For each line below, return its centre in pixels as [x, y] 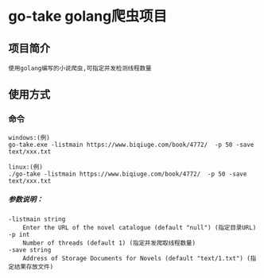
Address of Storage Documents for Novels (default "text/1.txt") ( [136, 258]
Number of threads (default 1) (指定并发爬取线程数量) [109, 243]
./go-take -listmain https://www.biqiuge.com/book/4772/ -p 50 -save [128, 174]
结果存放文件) [34, 267]
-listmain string [37, 219]
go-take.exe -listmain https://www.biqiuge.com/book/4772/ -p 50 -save [131, 145]
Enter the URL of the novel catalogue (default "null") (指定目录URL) [140, 227]
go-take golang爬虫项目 [88, 16]
